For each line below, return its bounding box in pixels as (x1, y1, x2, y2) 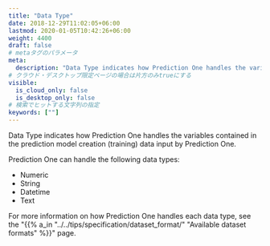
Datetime (19, 188, 51, 196)
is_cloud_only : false (15, 86, 88, 95)
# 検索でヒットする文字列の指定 (8, 101, 100, 109)
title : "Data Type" (8, 11, 74, 20)
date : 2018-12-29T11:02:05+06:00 (8, 19, 121, 27)
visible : (8, 79, 38, 87)
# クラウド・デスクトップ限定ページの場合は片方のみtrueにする (8, 71, 191, 79)
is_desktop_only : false (15, 94, 95, 102)
